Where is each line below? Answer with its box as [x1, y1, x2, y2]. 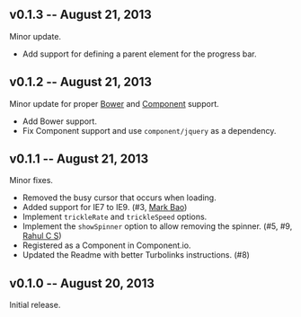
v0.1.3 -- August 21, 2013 [9, 7, 153, 22]
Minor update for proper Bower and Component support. [9, 98, 219, 109]
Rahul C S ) [22, 231, 62, 242]
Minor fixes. [9, 175, 54, 186]
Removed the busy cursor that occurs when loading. [22, 192, 217, 203]
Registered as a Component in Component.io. [22, 240, 191, 251]
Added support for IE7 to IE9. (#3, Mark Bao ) [22, 202, 188, 213]
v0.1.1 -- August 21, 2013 [9, 152, 149, 167]
